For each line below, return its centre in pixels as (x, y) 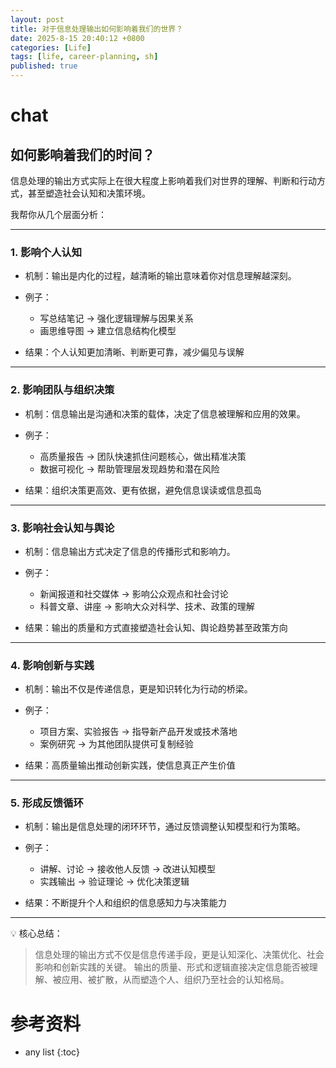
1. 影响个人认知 (46, 252)
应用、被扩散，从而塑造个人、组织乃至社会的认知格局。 (175, 980)
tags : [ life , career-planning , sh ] (84, 57)
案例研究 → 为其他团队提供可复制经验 (116, 744)
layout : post (37, 19)
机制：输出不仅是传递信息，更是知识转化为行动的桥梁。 (138, 689)
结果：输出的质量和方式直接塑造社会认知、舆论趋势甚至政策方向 (156, 627)
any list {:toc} (52, 1052)
